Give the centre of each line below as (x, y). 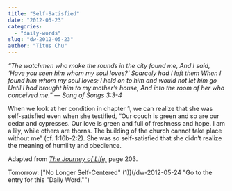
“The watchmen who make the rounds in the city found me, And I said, (109, 66)
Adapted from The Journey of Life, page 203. (73, 159)
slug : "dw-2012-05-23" (41, 40)
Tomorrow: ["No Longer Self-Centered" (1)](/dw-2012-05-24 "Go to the (110, 172)
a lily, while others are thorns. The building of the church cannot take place (115, 131)
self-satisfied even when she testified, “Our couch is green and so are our (114, 116)
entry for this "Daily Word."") (49, 180)
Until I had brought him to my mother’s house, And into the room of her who (116, 88)
